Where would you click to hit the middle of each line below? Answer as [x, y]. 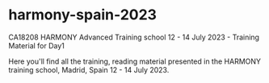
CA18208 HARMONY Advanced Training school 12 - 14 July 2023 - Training [134, 37]
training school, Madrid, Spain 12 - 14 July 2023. [89, 69]
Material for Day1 [36, 45]
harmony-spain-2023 [83, 15]
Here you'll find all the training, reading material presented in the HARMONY [134, 61]
